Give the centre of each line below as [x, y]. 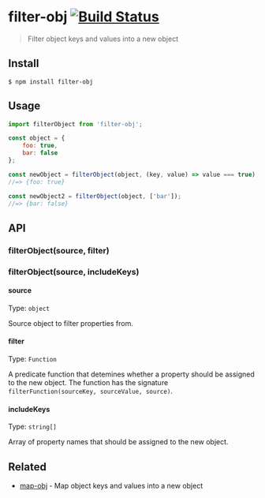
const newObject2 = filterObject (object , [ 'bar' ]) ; [95, 196]
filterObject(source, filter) [59, 250]
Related [28, 467]
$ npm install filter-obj [50, 82]
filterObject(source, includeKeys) [74, 271]
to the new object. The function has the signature [88, 383]
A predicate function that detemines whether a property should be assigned [131, 374]
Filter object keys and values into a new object [103, 39]
